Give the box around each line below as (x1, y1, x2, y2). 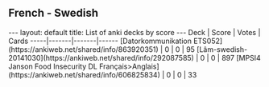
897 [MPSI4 (221, 53, 262, 62)
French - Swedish (8, 6, 99, 20)
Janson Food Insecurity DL (8, 61, 98, 71)
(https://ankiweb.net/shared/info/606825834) (8, 69, 161, 79)
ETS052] (192, 36, 223, 45)
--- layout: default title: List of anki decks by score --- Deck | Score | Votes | (8, 27, 261, 37)
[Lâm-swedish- (197, 44, 248, 54)
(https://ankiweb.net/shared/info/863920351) (8, 44, 159, 54)
